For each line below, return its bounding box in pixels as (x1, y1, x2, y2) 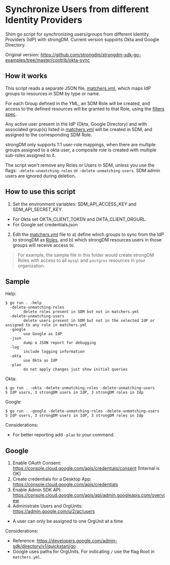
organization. (17, 262, 46, 269)
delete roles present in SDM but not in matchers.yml (23, 309, 139, 314)
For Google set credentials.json (12, 221, 78, 227)
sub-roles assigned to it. (5, 152, 56, 158)
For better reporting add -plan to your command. (12, 432, 115, 438)
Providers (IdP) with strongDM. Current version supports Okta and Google (5, 36, 159, 43)
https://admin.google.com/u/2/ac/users (12, 508, 95, 514)
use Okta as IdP (23, 358, 58, 363)
